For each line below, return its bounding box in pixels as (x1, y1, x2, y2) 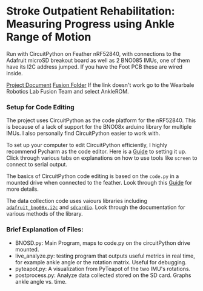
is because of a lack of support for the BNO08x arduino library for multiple (6, 123, 192, 131)
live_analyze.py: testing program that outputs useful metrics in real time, (15, 252, 195, 259)
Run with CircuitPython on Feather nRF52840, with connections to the (6, 50, 181, 57)
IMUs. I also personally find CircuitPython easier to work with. (6, 129, 161, 137)
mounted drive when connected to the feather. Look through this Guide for (6, 179, 193, 187)
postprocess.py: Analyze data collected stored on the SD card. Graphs (15, 272, 191, 279)
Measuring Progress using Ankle (6, 17, 175, 31)
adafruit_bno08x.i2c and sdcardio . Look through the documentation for (6, 204, 185, 211)
